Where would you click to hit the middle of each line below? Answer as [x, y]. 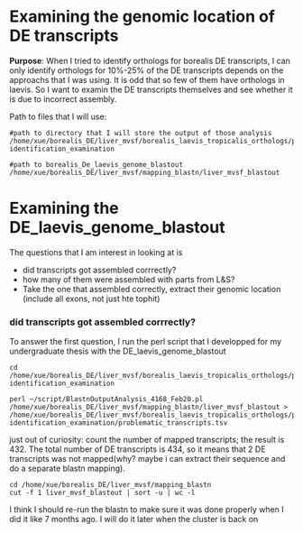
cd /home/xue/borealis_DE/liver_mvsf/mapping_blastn [110, 485]
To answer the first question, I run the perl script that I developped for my [146, 342]
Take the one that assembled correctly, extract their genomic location [151, 289]
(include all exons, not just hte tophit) [91, 299]
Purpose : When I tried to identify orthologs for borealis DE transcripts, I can [150, 60]
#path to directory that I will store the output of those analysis [141, 133]
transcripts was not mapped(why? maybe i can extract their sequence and [147, 459]
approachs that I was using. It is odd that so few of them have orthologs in [147, 79]
